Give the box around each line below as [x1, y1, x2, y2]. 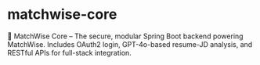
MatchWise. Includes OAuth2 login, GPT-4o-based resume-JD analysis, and [7, 39, 253, 49]
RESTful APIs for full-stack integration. [7, 48, 132, 57]
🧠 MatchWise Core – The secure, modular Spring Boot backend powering [7, 31, 244, 41]
